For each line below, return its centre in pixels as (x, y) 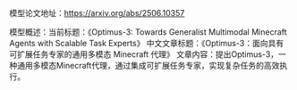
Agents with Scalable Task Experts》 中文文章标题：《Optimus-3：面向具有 (147, 43)
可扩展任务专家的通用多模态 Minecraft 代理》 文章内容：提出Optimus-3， (144, 54)
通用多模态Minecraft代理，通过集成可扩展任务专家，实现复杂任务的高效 (148, 65)
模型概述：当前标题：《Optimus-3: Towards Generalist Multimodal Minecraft (148, 32)
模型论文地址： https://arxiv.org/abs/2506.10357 (97, 13)
